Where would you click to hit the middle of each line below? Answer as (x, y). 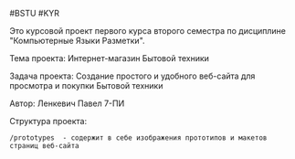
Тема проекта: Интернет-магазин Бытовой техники (110, 58)
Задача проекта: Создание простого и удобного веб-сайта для (132, 76)
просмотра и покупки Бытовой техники (86, 85)
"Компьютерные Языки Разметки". (77, 41)
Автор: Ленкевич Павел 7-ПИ (67, 103)
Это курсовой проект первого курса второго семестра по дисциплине (147, 31)
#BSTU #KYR (35, 13)
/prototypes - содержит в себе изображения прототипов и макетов (138, 138)
